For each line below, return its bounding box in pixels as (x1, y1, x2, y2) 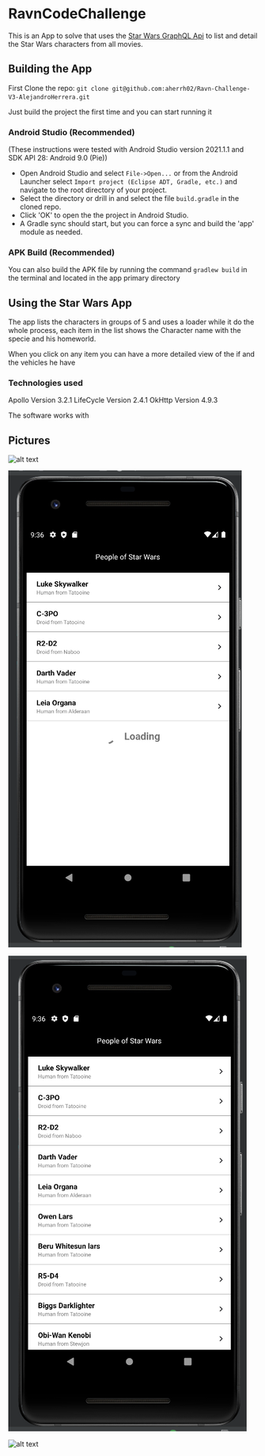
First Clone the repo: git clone (8, 83, 109, 93)
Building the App (8, 62, 93, 76)
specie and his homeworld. (8, 334, 97, 344)
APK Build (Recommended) (8, 247, 115, 258)
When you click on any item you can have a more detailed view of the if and (8, 350, 256, 359)
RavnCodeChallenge (8, 5, 146, 23)
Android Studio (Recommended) (8, 127, 135, 138)
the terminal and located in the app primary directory (8, 274, 180, 283)
